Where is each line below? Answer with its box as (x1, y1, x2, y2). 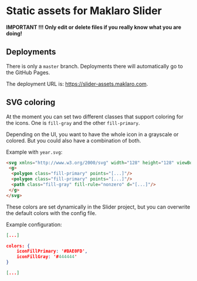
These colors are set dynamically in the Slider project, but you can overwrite (6, 203, 191, 210)
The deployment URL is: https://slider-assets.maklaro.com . (6, 80, 148, 87)
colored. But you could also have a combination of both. (6, 137, 141, 144)
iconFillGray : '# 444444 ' (16, 254, 77, 260)
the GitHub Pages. (6, 69, 50, 76)
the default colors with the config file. (6, 209, 97, 216)
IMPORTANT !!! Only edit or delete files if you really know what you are (6, 24, 182, 31)
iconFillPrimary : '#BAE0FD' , (16, 249, 88, 254)
